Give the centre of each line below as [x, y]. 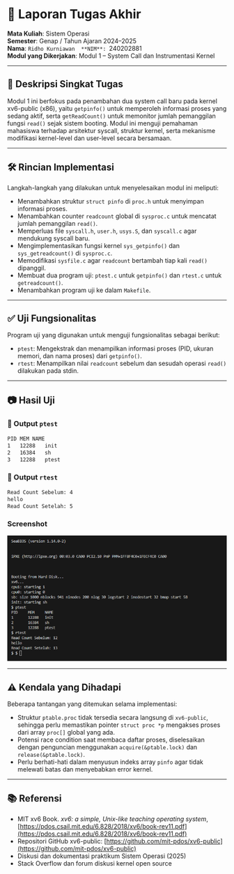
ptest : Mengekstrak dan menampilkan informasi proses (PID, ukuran [115, 348]
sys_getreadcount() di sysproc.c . [65, 253]
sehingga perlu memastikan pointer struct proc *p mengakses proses [119, 725]
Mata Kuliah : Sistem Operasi [48, 33]
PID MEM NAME [26, 439]
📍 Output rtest [32, 477]
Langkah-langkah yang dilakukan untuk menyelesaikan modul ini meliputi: [113, 187]
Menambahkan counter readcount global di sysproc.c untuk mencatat [117, 216]
